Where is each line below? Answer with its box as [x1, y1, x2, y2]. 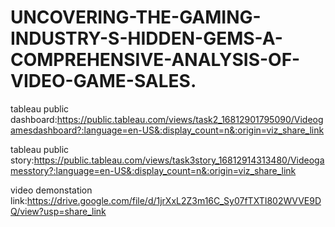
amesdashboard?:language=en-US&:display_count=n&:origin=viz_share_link [10, 124, 325, 136]
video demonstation [10, 184, 93, 196]
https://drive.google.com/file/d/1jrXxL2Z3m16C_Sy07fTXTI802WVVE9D [26, 194, 322, 206]
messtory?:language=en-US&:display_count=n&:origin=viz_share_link [10, 164, 297, 176]
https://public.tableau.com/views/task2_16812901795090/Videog [56, 113, 324, 125]
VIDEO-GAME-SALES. [10, 70, 197, 93]
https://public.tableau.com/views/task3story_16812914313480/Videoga [33, 154, 325, 166]
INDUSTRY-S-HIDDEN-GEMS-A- [10, 27, 283, 50]
